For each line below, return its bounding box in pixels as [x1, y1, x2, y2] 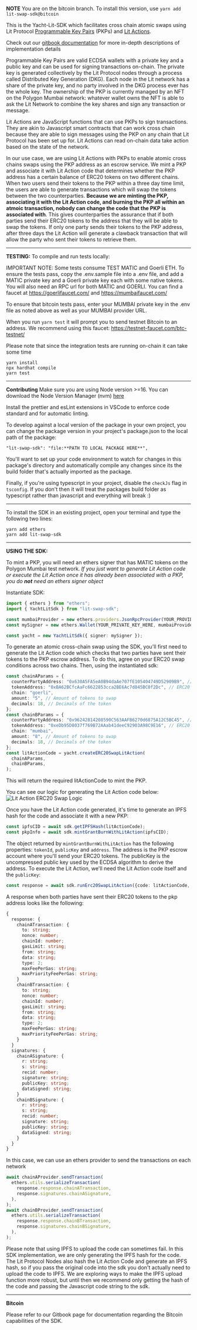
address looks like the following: [6, 899, 84, 906]
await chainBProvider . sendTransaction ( [6, 1207, 104, 1213]
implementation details [6, 45, 61, 52]
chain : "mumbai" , [11, 728, 54, 734]
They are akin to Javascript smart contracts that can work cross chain [6, 125, 175, 131]
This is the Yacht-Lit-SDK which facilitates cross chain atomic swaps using [6, 22, 186, 28]
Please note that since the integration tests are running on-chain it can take [6, 343, 188, 349]
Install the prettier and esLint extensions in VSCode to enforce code [6, 404, 170, 411]
